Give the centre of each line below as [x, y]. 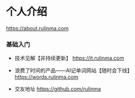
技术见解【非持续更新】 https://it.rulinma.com [69, 58]
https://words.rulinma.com [46, 77]
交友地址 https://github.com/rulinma [58, 89]
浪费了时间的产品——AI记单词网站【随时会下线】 [73, 71]
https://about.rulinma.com [37, 28]
